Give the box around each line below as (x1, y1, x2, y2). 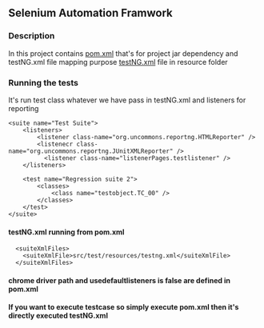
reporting (8, 103, 39, 113)
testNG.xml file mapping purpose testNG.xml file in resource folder (8, 57, 228, 66)
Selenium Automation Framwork (8, 6, 174, 20)
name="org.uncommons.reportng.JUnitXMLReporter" (8, 147, 174, 155)
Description (8, 30, 55, 42)
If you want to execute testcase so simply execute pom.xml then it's (8, 302, 239, 312)
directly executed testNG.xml (8, 311, 108, 321)
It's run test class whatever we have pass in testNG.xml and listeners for (8, 95, 246, 105)
